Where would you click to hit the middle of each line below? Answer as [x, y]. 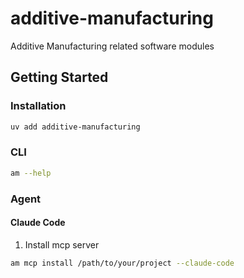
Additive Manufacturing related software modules [112, 46]
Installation [38, 106]
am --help [31, 173]
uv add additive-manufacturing [75, 127]
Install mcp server [62, 244]
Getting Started [59, 77]
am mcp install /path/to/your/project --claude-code [122, 263]
